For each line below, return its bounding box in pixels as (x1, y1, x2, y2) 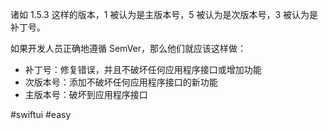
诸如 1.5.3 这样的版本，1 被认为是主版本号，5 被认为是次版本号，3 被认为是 (10, 9, 319, 20)
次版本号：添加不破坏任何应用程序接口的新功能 (24, 76, 218, 88)
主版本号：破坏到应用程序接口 (24, 89, 148, 100)
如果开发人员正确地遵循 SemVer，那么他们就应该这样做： (10, 43, 247, 54)
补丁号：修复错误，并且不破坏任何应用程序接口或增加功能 (24, 64, 262, 75)
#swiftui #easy (10, 109, 72, 120)
